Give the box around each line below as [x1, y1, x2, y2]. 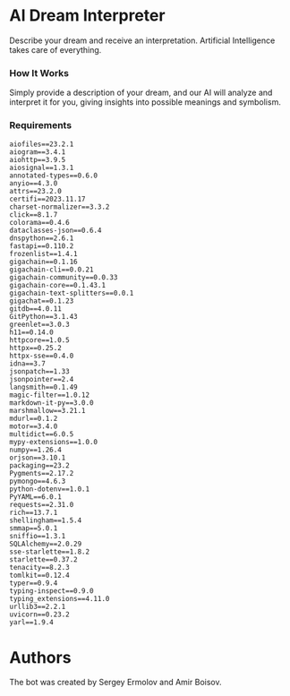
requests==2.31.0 [9, 500, 74, 509]
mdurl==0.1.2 [9, 414, 58, 423]
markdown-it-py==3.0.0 [9, 398, 94, 408]
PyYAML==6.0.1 [9, 492, 63, 502]
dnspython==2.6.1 [9, 234, 74, 243]
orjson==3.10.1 [9, 453, 66, 462]
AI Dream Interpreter [9, 5, 166, 26]
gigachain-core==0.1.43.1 [9, 280, 106, 289]
